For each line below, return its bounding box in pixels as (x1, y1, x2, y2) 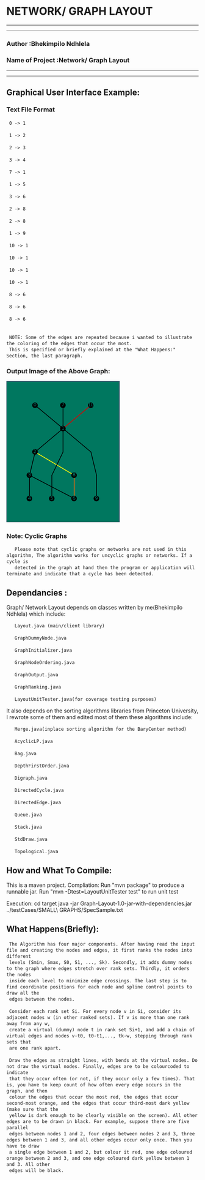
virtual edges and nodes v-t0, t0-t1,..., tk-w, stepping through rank (6, 1032, 192, 1039)
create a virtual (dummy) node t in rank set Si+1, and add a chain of (9, 1026, 195, 1032)
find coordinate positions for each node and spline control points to (6, 984, 192, 990)
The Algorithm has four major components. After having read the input (9, 941, 195, 947)
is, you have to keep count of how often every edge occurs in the (6, 1081, 182, 1088)
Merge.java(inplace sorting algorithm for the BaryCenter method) (14, 726, 187, 733)
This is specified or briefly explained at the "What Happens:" (9, 346, 176, 353)
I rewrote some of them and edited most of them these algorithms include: (6, 714, 193, 721)
